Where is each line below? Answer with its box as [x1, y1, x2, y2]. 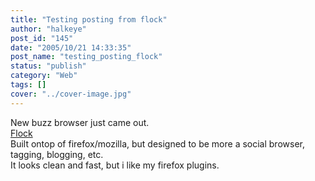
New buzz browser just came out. [10, 116, 150, 128]
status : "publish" [10, 61, 87, 71]
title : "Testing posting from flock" [10, 14, 168, 25]
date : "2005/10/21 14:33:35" [10, 42, 132, 53]
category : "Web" [10, 71, 78, 81]
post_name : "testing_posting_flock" [10, 52, 163, 62]
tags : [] [10, 80, 47, 90]
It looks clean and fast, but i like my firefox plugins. [10, 159, 220, 171]
